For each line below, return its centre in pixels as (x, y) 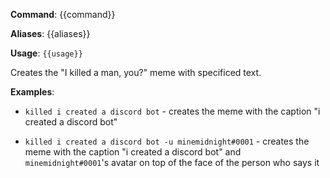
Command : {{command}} (63, 14)
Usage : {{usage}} (46, 53)
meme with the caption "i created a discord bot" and (133, 152)
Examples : (32, 92)
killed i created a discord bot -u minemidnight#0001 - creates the (167, 141)
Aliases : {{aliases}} (50, 33)
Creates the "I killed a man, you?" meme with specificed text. (136, 72)
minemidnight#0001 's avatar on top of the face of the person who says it (172, 162)
